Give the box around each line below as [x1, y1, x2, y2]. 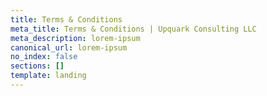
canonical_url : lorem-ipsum [10, 42, 128, 53]
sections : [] [10, 61, 65, 71]
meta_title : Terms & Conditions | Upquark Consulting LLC [10, 24, 257, 34]
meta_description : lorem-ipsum [10, 33, 141, 43]
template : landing [10, 71, 87, 81]
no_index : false [10, 52, 78, 62]
